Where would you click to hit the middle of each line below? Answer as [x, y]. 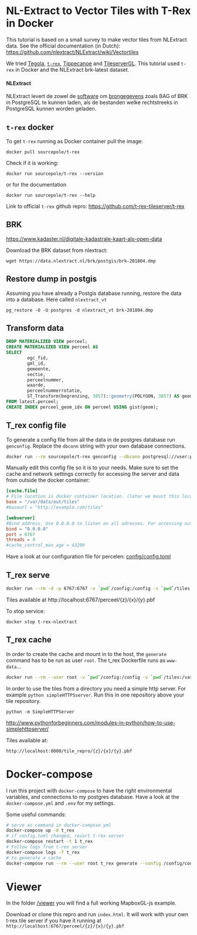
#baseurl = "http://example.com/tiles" [55, 507]
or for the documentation [36, 184]
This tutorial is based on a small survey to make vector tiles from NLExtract [97, 39]
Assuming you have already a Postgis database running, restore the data [94, 293]
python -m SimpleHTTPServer [40, 712]
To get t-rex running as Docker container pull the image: [75, 141]
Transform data [35, 328]
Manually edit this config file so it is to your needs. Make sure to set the [92, 467]
